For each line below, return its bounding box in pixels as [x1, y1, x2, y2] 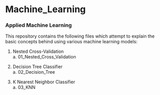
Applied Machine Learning [5, 22, 72, 29]
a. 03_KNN [12, 84, 36, 90]
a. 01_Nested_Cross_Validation [12, 54, 76, 60]
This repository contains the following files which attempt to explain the [5, 33, 155, 39]
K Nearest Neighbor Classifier [12, 79, 75, 85]
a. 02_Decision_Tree [12, 69, 55, 75]
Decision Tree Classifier [12, 64, 63, 70]
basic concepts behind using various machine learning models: [5, 39, 138, 45]
